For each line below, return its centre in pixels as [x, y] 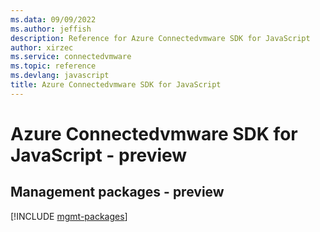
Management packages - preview [117, 192]
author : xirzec [42, 47]
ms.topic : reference [53, 66]
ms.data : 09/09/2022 [53, 19]
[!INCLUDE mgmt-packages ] [69, 216]
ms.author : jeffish [51, 29]
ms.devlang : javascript [60, 76]
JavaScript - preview [99, 155]
